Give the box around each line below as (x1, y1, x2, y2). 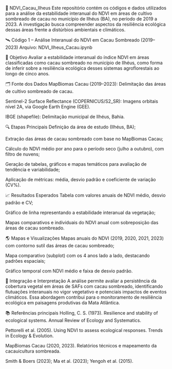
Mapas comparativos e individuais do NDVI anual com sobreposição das (5, 220, 159, 225)
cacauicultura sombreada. (5, 348, 61, 354)
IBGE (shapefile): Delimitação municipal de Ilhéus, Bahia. (5, 113, 125, 120)
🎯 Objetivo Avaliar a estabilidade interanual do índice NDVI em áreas (5, 54, 149, 60)
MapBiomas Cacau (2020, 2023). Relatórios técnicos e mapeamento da (5, 343, 157, 348)
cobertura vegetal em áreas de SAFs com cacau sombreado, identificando (5, 283, 163, 289)
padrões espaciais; (5, 258, 46, 264)
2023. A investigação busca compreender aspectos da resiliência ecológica (5, 21, 166, 27)
